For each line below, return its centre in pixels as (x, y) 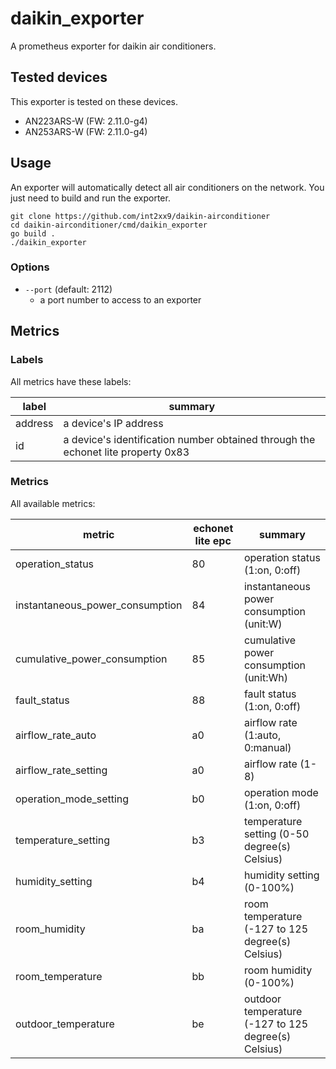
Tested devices (59, 77)
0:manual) (267, 747)
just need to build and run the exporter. (90, 198)
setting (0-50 (276, 834)
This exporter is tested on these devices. (94, 101)
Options (30, 267)
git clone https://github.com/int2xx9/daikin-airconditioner (140, 216)
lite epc (213, 540)
